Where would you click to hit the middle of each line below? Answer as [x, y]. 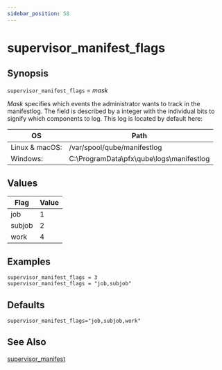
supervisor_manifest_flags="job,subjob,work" [74, 321]
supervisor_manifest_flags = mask [58, 90]
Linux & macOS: [36, 147]
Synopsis [28, 74]
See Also [27, 342]
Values [23, 184]
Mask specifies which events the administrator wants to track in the [104, 103]
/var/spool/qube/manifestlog [116, 147]
